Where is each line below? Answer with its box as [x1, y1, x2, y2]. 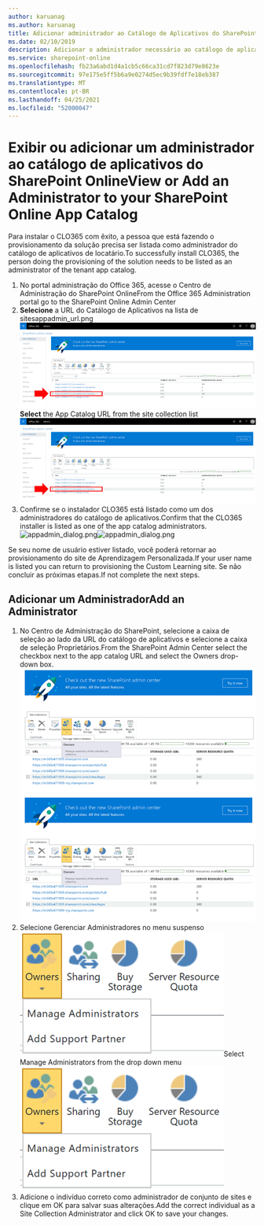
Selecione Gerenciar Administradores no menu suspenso [19, 922, 204, 932]
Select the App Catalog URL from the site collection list [19, 409, 199, 419]
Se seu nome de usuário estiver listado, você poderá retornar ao [8, 545, 217, 554]
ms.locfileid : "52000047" [8, 104, 93, 112]
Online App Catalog [8, 205, 138, 223]
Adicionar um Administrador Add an [8, 593, 185, 606]
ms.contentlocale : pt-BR [8, 87, 90, 95]
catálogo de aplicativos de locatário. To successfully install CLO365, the [8, 249, 240, 258]
